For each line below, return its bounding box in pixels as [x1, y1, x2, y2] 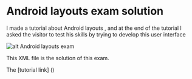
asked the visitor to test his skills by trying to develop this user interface [6, 30, 187, 38]
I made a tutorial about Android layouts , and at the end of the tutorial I [6, 24, 182, 32]
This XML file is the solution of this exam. [6, 54, 109, 61]
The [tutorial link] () [6, 66, 55, 74]
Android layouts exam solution [6, 4, 164, 18]
